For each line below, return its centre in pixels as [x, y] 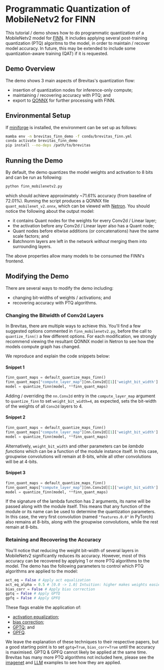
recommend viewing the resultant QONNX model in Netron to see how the [80, 341]
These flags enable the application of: [44, 608]
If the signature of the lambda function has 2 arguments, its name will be [78, 501]
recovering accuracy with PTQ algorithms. [55, 302]
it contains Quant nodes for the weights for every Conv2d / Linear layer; [85, 221]
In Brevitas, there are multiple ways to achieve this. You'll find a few [73, 326]
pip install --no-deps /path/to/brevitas [48, 145]
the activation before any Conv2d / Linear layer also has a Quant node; [83, 225]
